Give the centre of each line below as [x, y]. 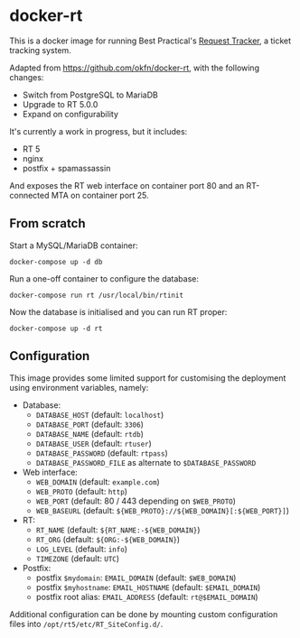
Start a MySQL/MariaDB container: [74, 245]
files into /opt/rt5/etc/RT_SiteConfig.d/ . [86, 624]
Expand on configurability [70, 114]
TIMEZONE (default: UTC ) [78, 558]
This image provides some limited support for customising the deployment [148, 378]
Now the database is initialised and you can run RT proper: [118, 311]
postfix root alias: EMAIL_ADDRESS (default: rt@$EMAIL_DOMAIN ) [147, 596]
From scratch [47, 223]
